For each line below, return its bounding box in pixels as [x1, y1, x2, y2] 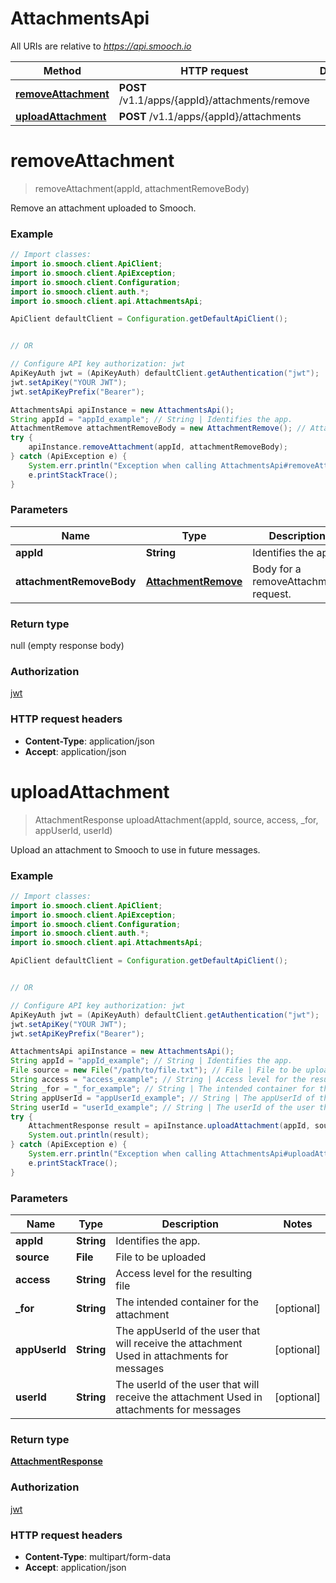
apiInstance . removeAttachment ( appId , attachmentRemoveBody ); [28, 442, 288, 452]
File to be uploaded [115, 1250, 207, 1264]
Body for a [252, 562, 302, 576]
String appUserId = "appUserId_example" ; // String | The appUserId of [10, 1093, 315, 1103]
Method [43, 63, 82, 77]
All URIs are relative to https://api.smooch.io [10, 40, 192, 52]
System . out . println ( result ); [28, 1130, 150, 1141]
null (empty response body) [10, 640, 125, 652]
